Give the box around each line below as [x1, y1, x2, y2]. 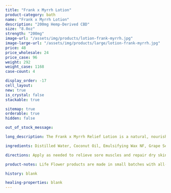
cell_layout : [5, 83, 33, 88]
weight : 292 [5, 60, 31, 65]
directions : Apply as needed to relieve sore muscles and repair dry [5, 152, 156, 158]
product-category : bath [5, 12, 56, 17]
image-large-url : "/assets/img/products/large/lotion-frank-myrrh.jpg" [5, 41, 160, 46]
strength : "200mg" [5, 31, 44, 36]
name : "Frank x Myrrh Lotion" [5, 17, 70, 22]
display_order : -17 [5, 78, 47, 84]
